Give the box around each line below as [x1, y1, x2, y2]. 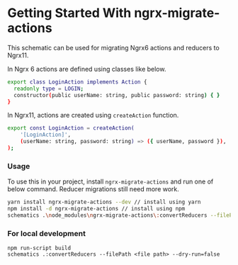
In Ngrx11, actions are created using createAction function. [7, 111, 179, 120]
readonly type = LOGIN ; [13, 85, 84, 92]
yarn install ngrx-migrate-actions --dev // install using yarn [7, 198, 201, 206]
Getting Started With [7, 5, 132, 21]
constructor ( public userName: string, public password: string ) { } [13, 91, 220, 98]
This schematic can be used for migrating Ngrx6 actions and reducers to [7, 43, 220, 52]
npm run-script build [7, 244, 72, 252]
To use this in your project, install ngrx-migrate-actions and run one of [7, 177, 214, 186]
